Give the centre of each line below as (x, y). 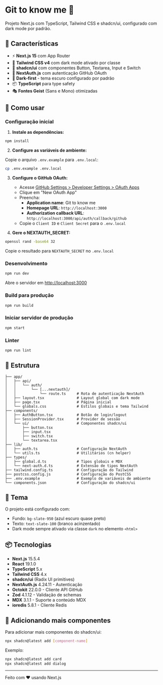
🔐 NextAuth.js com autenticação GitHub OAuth (59, 73)
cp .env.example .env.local (33, 169)
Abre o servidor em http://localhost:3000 (46, 283)
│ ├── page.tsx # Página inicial (58, 402)
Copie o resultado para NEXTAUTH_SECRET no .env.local (59, 251)
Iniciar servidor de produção (39, 318)
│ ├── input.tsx (28, 432)
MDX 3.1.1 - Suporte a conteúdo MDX (49, 600)
